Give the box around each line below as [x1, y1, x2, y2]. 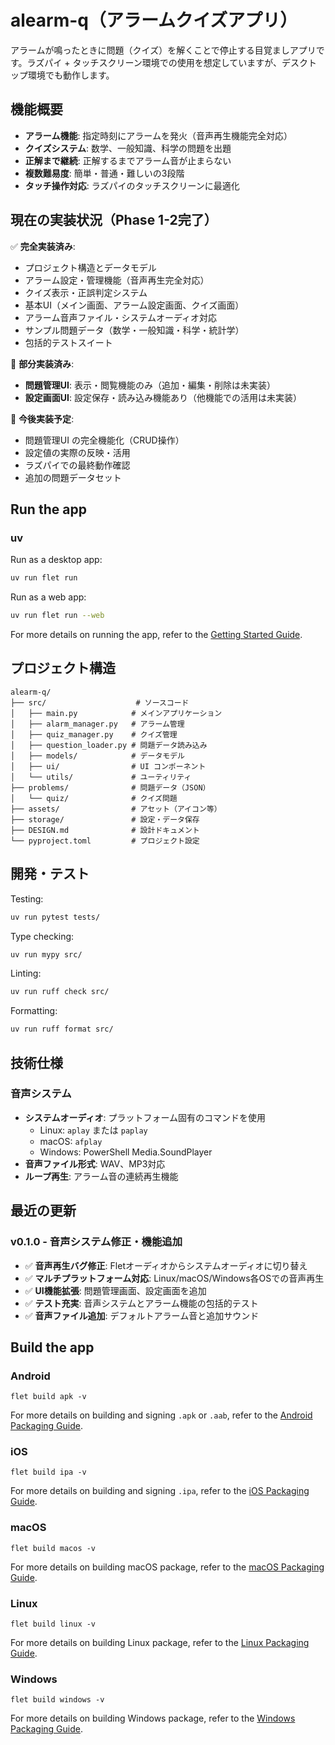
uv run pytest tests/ [10, 912, 101, 922]
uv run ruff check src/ [10, 987, 110, 997]
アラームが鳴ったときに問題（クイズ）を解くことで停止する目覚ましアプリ [10, 44, 317, 56]
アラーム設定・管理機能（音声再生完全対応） [24, 274, 210, 286]
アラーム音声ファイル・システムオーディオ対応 [24, 311, 217, 323]
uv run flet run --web [10, 611, 105, 621]
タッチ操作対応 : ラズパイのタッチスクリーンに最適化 [24, 179, 240, 191]
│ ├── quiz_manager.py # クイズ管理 [10, 729, 178, 740]
